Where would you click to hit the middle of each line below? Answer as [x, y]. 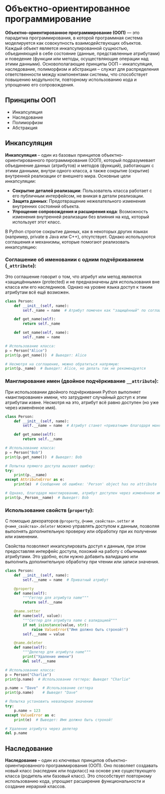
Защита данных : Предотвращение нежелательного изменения [79, 201]
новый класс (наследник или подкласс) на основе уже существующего [81, 771]
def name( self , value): [38, 616]
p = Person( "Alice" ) [26, 351]
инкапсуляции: [20, 181]
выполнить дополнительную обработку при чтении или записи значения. [82, 562]
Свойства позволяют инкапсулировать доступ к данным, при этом [75, 546]
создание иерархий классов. [36, 787]
